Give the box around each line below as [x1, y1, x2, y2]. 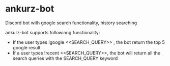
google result [12, 44, 41, 50]
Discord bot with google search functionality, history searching [5, 20, 137, 26]
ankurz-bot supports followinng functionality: [5, 29, 100, 35]
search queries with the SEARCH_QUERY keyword [12, 55, 118, 61]
